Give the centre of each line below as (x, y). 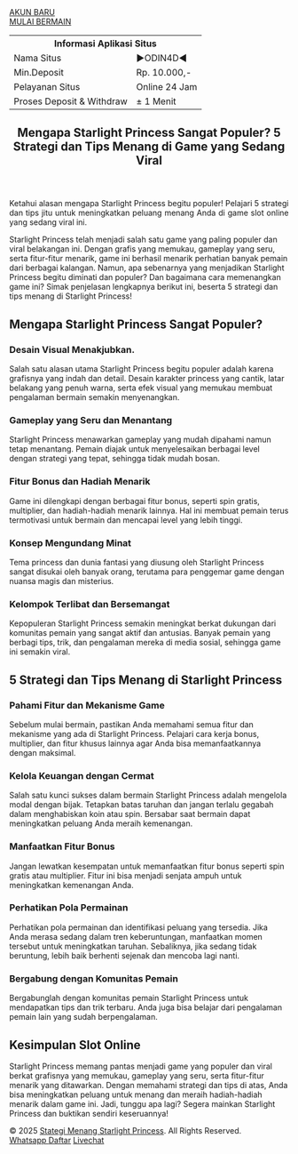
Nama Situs (38, 58)
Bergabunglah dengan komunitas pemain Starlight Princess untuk (129, 998)
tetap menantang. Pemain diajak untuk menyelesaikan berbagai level (134, 449)
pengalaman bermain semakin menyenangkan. (94, 397)
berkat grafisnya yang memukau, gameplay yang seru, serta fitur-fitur (137, 1075)
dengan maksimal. (43, 752)
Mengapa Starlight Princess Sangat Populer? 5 (149, 133)
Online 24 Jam (167, 87)
